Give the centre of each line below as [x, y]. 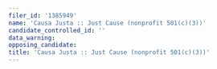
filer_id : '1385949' [43, 15]
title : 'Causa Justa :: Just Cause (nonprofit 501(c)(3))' [109, 52]
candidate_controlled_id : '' [57, 30]
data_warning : [32, 38]
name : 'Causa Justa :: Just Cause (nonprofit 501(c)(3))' [107, 23]
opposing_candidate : [43, 45]
